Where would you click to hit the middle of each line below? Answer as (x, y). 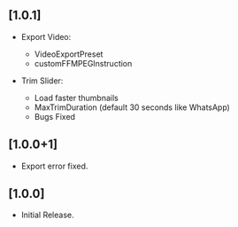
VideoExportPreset (69, 54)
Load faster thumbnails (76, 98)
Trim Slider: (42, 81)
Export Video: (46, 36)
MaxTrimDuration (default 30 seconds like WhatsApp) (132, 107)
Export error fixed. (54, 166)
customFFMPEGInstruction (83, 63)
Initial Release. (47, 215)
